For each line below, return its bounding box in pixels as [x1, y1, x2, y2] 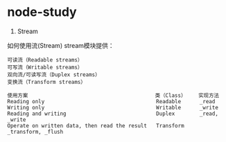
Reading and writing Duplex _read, [7, 110, 218, 117]
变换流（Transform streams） [7, 78, 87, 85]
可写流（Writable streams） [7, 64, 83, 71]
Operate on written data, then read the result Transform [7, 122, 185, 129]
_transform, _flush [7, 128, 64, 135]
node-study [7, 4, 78, 20]
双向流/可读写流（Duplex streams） [7, 71, 101, 78]
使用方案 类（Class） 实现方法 [7, 91, 220, 99]
